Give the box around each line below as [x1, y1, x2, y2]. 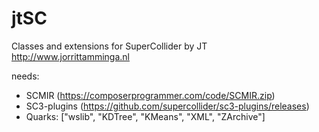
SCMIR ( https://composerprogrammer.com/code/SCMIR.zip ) [25, 89, 276, 101]
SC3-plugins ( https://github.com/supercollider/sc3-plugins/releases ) [25, 100, 310, 112]
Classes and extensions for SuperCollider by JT [11, 40, 208, 52]
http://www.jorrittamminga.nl [11, 50, 130, 62]
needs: [11, 70, 40, 82]
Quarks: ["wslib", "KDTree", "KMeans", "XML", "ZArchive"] [25, 110, 266, 122]
